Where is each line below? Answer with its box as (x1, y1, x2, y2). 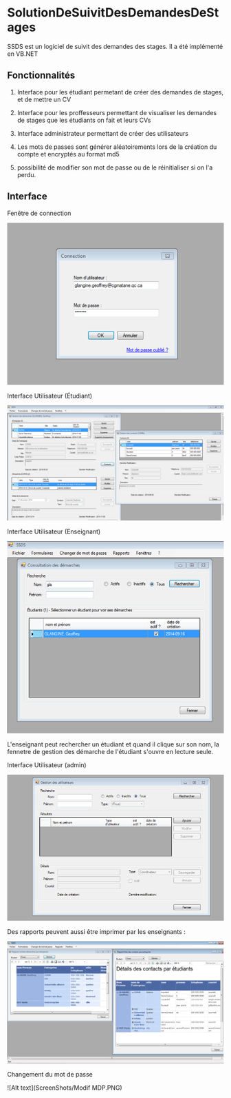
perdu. (16, 170, 36, 179)
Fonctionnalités (7, 70, 76, 81)
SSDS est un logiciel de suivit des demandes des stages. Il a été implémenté (7, 42, 223, 50)
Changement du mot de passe (7, 1070, 93, 1079)
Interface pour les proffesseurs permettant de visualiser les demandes (16, 108, 217, 116)
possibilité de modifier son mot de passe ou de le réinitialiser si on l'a (16, 163, 213, 172)
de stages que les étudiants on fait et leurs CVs (16, 116, 151, 124)
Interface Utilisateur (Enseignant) (7, 527, 101, 536)
